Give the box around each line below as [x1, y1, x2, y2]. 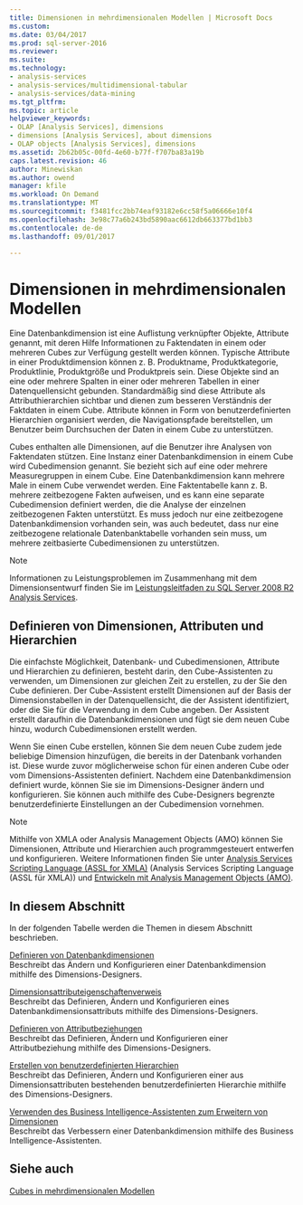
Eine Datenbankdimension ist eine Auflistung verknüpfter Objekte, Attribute [9, 327, 289, 339]
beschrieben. [9, 932, 59, 943]
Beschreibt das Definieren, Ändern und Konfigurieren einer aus [9, 1069, 244, 1080]
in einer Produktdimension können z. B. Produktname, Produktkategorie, [9, 356, 279, 367]
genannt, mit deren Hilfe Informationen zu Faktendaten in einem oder [9, 337, 267, 348]
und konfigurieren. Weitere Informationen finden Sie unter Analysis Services [9, 853, 293, 864]
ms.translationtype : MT [9, 198, 99, 208]
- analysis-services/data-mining [9, 89, 136, 98]
